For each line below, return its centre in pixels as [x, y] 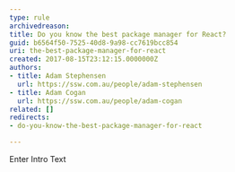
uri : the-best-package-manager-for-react [88, 51]
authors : [26, 68]
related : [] [31, 109]
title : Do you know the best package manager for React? [118, 34]
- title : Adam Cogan [48, 92]
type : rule [30, 17]
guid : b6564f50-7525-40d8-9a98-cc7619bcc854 [94, 43]
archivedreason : [39, 26]
